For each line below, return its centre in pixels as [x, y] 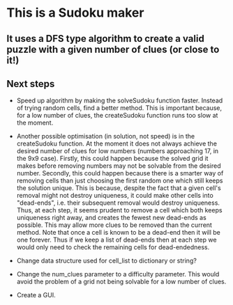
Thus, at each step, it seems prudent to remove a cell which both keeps [119, 210]
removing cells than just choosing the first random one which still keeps [120, 181]
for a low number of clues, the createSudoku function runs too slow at [117, 116]
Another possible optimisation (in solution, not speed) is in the [106, 136]
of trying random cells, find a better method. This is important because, [119, 108]
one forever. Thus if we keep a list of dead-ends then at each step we [116, 240]
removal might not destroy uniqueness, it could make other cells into [115, 196]
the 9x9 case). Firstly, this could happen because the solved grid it [112, 159]
